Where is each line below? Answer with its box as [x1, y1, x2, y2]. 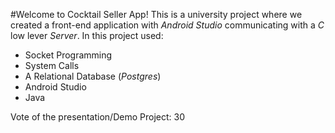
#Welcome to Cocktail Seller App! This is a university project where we [10, 9, 303, 20]
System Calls [24, 60, 80, 71]
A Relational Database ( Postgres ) [24, 70, 162, 82]
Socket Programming [24, 49, 113, 61]
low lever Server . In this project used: [10, 30, 164, 41]
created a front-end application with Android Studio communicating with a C [10, 19, 325, 31]
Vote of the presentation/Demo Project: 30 [10, 111, 185, 123]
